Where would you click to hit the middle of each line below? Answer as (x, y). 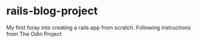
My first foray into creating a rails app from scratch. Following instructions (98, 27)
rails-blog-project (52, 11)
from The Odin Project (34, 33)
